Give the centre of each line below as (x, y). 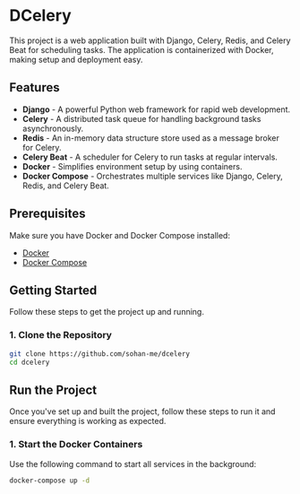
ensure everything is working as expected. (88, 421)
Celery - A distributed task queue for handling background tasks (141, 118)
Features (34, 87)
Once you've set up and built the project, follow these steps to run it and (142, 412)
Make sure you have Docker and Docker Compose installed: (120, 235)
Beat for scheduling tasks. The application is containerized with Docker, (141, 49)
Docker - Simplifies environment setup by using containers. (132, 166)
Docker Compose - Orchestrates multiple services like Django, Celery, (153, 176)
